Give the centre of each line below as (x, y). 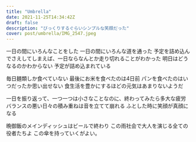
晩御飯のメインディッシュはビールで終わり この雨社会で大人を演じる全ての (97, 126)
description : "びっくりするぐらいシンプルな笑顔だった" (68, 28)
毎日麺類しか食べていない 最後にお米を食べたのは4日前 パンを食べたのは (95, 79)
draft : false (22, 22)
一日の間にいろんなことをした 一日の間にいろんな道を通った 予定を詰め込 (95, 51)
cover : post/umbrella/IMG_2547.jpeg (51, 34)
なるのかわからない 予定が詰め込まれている (58, 66)
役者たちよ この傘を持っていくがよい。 (53, 133)
